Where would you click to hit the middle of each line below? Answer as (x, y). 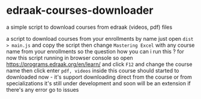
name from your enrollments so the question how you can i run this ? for (95, 51)
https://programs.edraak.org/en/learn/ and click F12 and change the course (99, 64)
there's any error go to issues (43, 89)
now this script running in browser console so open (70, 58)
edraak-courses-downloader (80, 10)
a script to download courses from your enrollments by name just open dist (100, 38)
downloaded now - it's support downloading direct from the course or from (99, 77)
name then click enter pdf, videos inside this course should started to (93, 70)
